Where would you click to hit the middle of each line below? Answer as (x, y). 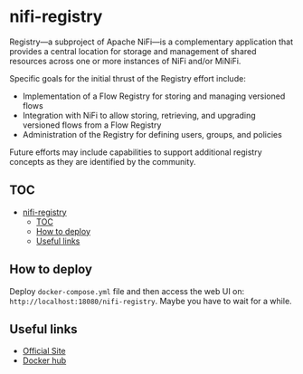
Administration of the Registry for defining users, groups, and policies (152, 134)
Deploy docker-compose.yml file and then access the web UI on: (127, 291)
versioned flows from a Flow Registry (92, 125)
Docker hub (44, 360)
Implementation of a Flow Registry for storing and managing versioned (154, 96)
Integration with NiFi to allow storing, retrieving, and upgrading (139, 115)
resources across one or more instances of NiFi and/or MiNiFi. (125, 61)
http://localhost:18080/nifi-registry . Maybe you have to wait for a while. (151, 301)
